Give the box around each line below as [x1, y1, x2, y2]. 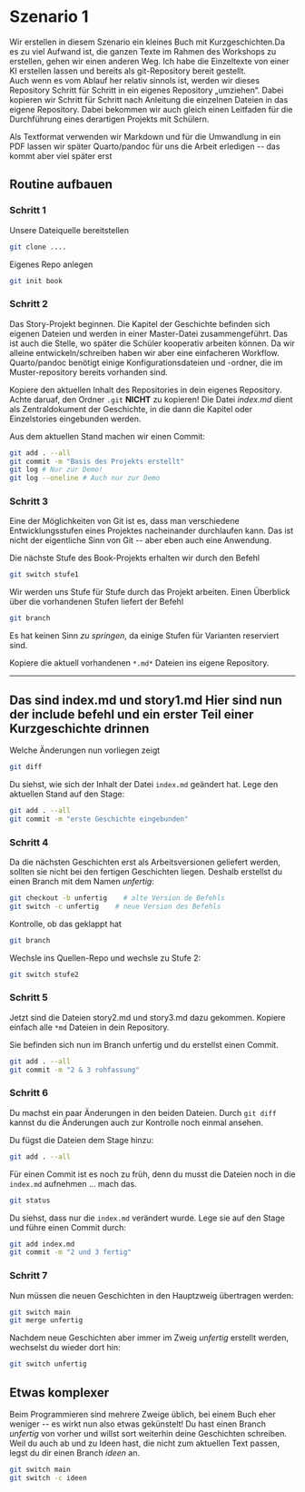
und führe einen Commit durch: [9, 1221, 127, 1232]
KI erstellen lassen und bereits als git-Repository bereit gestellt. [9, 65, 247, 76]
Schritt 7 [9, 1270, 48, 1282]
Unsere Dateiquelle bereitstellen [9, 224, 130, 235]
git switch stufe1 [9, 570, 79, 579]
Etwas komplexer [9, 1385, 110, 1400]
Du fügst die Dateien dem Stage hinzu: [9, 1134, 154, 1145]
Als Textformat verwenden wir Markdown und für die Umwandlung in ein [9, 131, 281, 142]
